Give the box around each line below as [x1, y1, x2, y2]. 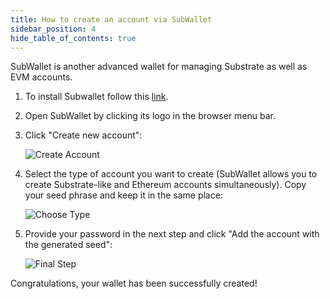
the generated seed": [24, 239, 113, 251]
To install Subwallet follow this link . [24, 91, 169, 103]
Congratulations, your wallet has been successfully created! [10, 277, 258, 290]
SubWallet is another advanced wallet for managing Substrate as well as [10, 61, 308, 73]
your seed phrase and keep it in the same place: [24, 189, 223, 201]
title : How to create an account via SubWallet [10, 14, 213, 25]
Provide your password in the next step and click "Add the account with [24, 228, 320, 240]
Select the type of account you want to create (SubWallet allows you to [24, 168, 318, 180]
